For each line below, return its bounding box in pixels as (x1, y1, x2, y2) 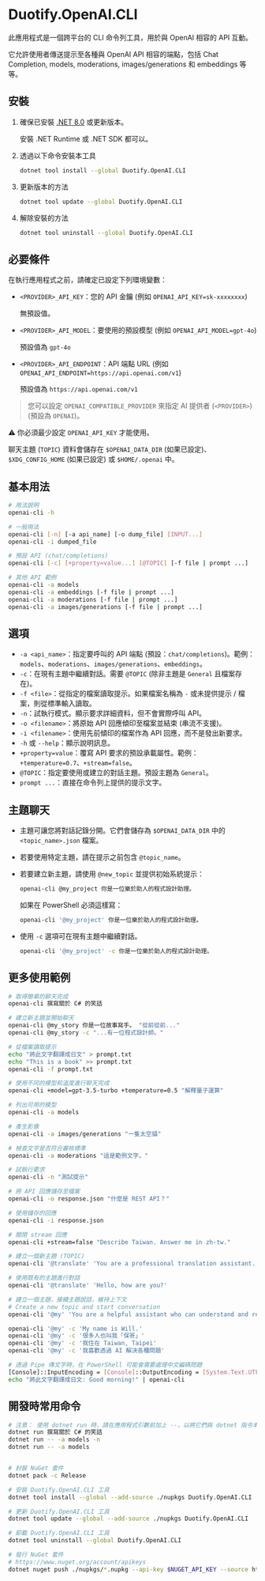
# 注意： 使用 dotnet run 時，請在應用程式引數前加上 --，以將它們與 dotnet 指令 (8, 1421, 253, 1429)
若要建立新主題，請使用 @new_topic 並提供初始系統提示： (19, 869, 205, 879)
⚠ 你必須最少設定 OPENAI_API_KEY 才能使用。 (8, 428, 154, 437)
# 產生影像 (8, 1122, 39, 1130)
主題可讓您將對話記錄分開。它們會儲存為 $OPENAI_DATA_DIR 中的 (19, 826, 226, 835)
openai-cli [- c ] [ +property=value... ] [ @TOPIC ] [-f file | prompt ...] (8, 559, 248, 567)
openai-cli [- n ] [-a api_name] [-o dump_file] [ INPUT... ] (8, 530, 203, 539)
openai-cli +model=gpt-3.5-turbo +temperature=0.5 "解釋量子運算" (8, 1087, 224, 1095)
